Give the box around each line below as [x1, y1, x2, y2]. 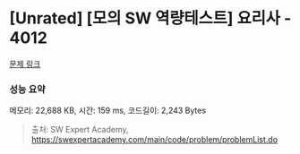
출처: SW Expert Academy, [30, 124, 129, 135]
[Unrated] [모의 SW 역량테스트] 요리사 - [9, 8, 292, 29]
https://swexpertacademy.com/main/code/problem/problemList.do [30, 134, 279, 145]
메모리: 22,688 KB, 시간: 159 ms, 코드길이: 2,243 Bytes [9, 105, 207, 116]
